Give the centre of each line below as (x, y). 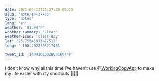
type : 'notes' (20, 18)
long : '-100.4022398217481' (34, 46)
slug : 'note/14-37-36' (28, 14)
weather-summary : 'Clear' (31, 32)
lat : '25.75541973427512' (31, 41)
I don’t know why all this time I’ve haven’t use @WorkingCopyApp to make (79, 68)
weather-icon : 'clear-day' (33, 37)
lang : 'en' (16, 23)
